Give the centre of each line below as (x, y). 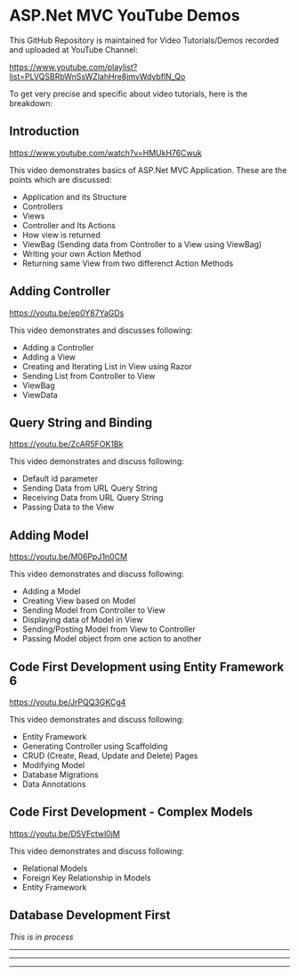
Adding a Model (51, 591)
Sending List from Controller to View (89, 376)
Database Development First (90, 915)
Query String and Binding (81, 422)
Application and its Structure (74, 196)
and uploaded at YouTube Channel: (73, 49)
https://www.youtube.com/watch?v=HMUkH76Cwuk (105, 153)
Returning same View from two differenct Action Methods (128, 263)
